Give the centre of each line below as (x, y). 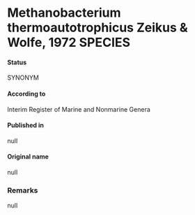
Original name (28, 157)
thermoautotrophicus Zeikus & (97, 28)
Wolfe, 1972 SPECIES (69, 43)
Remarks (23, 190)
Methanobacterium (64, 13)
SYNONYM (23, 77)
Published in (25, 125)
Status (17, 62)
